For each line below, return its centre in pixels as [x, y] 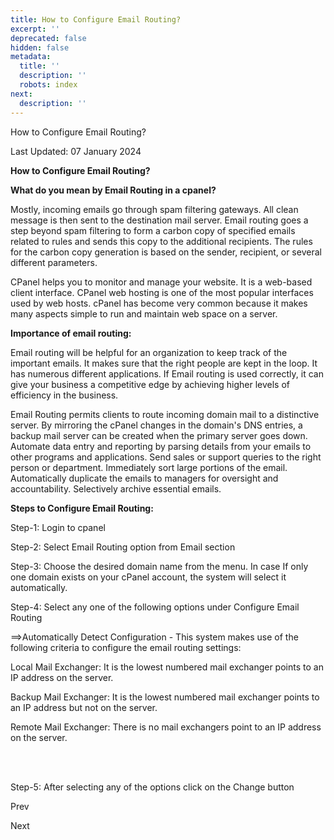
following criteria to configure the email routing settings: [126, 647]
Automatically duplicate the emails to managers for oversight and [144, 478]
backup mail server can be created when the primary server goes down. [159, 435]
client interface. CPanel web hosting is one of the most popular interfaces [162, 292]
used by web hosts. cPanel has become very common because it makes [159, 303]
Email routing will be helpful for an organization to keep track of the [149, 352]
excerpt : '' [35, 29]
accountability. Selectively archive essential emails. [116, 488]
